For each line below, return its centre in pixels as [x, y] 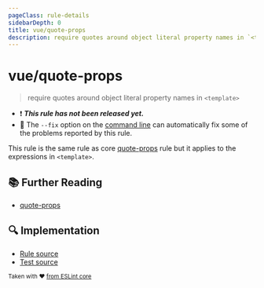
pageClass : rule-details [49, 15]
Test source [39, 262]
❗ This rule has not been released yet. [81, 114]
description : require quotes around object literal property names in [126, 37]
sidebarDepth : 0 [35, 23]
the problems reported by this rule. [76, 133]
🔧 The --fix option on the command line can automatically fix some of [134, 125]
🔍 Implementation [54, 231]
